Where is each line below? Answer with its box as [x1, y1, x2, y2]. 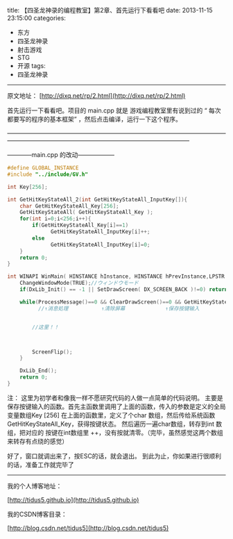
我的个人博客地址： [7, 481, 62, 490]
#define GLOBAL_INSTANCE [7, 165, 79, 172]
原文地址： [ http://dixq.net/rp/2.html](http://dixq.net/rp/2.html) [7, 92, 186, 99]
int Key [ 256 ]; [7, 183, 49, 190]
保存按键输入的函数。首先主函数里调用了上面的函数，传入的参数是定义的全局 [7, 402, 226, 411]
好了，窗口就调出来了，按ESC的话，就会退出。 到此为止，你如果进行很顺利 [7, 451, 222, 460]
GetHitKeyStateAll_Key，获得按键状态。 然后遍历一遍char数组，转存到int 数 [7, 420, 223, 428]
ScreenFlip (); [32, 348, 73, 356]
